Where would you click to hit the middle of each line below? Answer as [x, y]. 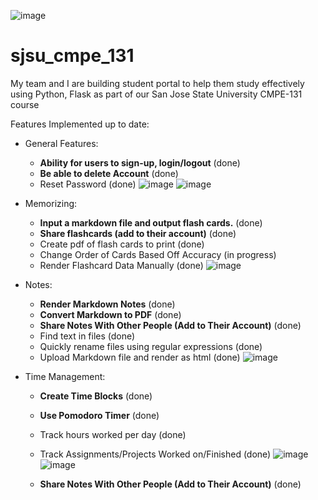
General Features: [61, 143]
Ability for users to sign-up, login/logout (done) [140, 162]
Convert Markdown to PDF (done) [110, 314]
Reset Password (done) [88, 184]
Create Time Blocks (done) [96, 396]
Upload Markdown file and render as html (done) [140, 357]
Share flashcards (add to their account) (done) [138, 233]
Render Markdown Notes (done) [107, 304]
